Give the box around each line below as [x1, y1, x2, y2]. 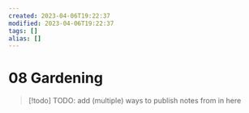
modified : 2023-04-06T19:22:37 [8, 19, 114, 27]
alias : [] [8, 34, 42, 43]
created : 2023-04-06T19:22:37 [8, 11, 111, 20]
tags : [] [8, 27, 38, 35]
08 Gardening [8, 69, 104, 87]
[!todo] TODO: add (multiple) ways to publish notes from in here [28, 96, 242, 106]
